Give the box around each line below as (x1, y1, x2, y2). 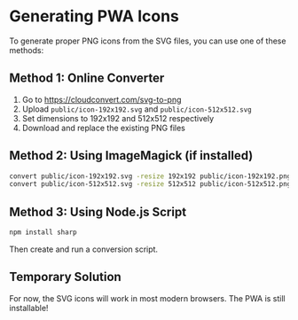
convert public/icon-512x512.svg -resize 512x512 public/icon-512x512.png (9, 180, 292, 189)
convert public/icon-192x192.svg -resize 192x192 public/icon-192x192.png (9, 171, 292, 181)
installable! (9, 302, 49, 313)
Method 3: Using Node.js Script (9, 204, 187, 219)
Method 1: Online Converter (9, 71, 165, 86)
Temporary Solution (9, 269, 122, 285)
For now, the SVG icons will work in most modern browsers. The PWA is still (9, 293, 286, 303)
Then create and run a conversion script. (9, 244, 158, 254)
